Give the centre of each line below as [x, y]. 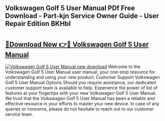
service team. [19, 114]
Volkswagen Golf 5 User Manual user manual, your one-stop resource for [80, 72]
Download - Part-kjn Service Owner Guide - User [82, 16]
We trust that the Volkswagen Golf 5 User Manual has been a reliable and [80, 98]
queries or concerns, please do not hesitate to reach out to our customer [80, 109]
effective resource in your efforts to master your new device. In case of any [82, 104]
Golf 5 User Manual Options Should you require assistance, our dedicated [81, 82]
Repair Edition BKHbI [38, 24]
